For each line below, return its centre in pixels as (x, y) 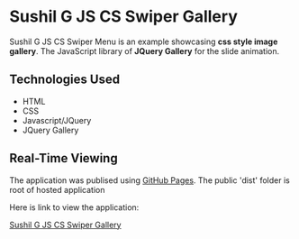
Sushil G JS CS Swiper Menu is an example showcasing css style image (144, 41)
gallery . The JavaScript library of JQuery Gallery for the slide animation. (145, 51)
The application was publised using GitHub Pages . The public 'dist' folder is (149, 180)
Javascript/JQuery (57, 120)
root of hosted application (57, 189)
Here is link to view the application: (74, 207)
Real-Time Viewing (64, 158)
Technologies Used (64, 80)
